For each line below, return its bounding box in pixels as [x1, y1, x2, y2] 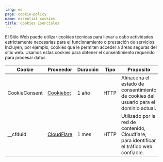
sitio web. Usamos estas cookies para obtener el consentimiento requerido [5, 50, 155, 55]
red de [121, 119, 136, 126]
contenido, [121, 125, 146, 132]
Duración [77, 66, 99, 73]
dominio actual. [121, 105, 156, 112]
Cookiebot [48, 90, 71, 96]
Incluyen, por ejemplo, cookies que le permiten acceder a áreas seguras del [5, 44, 157, 50]
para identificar [121, 137, 156, 144]
